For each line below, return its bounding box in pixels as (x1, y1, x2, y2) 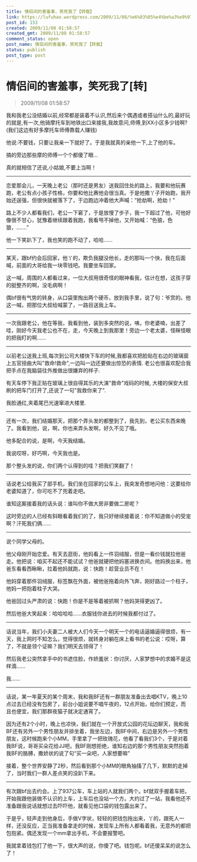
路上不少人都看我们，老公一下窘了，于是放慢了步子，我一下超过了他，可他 (6, 209, 186, 216)
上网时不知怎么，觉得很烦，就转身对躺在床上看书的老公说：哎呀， (21, 635, 181, 642)
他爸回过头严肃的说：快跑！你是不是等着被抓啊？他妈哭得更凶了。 (6, 597, 165, 604)
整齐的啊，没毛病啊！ (16, 281, 68, 288)
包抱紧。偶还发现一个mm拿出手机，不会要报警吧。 (6, 829, 128, 836)
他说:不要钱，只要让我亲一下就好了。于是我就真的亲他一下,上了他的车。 (6, 139, 179, 146)
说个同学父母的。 (6, 538, 47, 545)
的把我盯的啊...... (6, 334, 46, 341)
